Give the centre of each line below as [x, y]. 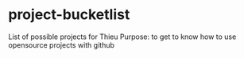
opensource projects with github [62, 44]
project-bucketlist [69, 15]
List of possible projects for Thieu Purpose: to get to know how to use [122, 37]
